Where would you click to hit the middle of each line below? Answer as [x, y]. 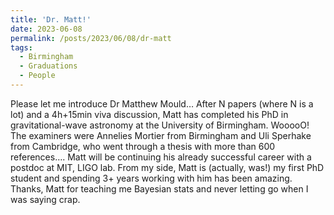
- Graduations [48, 66]
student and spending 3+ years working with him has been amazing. [151, 178]
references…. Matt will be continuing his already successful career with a [161, 157]
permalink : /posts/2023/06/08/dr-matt [91, 38]
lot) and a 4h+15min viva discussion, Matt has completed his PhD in [149, 114]
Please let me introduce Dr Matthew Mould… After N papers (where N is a [162, 103]
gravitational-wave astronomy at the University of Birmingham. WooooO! [160, 125]
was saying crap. [45, 199]
